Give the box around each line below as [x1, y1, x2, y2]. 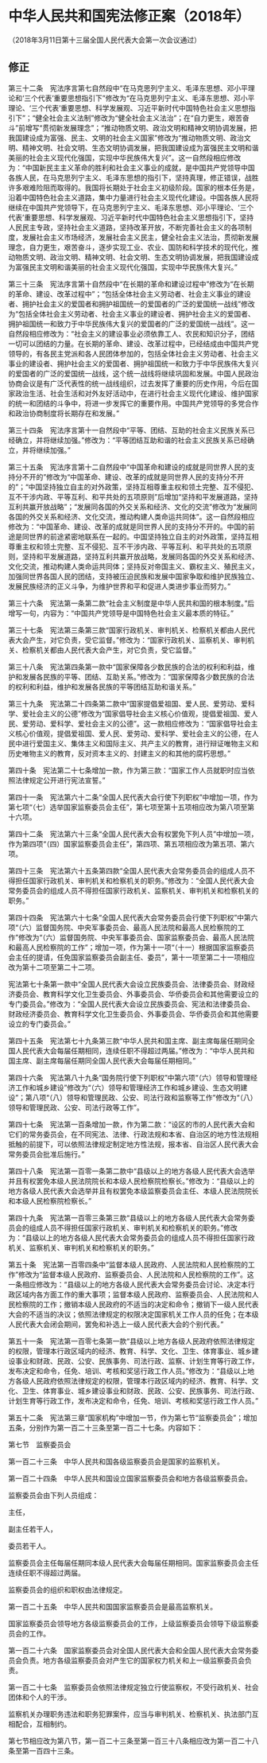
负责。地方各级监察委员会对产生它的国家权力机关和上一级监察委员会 [21, 1656, 245, 1665]
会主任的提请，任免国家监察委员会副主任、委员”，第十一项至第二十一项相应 [8, 952, 256, 962]
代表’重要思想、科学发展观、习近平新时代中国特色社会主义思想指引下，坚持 [8, 212, 254, 222]
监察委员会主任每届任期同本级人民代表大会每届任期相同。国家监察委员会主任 [8, 1558, 259, 1567]
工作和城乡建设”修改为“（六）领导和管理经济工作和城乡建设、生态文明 [14, 1083, 241, 1092]
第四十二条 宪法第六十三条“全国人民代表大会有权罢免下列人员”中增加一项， [8, 829, 258, 839]
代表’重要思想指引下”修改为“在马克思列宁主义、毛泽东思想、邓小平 [37, 93, 255, 103]
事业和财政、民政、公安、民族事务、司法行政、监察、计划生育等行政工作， [14, 1356, 259, 1365]
